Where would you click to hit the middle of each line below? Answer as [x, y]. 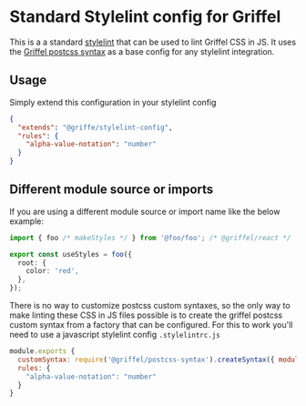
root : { [32, 263]
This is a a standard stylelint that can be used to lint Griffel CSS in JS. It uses [153, 42]
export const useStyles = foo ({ [71, 254]
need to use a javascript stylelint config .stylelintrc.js [115, 335]
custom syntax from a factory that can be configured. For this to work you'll [151, 325]
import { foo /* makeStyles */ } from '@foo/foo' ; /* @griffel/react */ [150, 238]
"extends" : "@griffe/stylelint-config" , [95, 127]
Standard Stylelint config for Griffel [145, 17]
